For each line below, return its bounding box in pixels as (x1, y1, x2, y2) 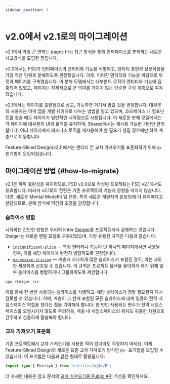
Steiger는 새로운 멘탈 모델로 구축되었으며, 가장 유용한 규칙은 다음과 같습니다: (5, 233, 156, 239)
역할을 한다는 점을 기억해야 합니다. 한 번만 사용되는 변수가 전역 (27, 301, 150, 308)
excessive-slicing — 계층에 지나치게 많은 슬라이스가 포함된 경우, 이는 (12, 256, 153, 262)
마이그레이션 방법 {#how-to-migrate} (5, 167, 119, 175)
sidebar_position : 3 (5, 7, 49, 13)
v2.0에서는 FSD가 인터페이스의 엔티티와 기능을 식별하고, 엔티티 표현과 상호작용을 (5, 65, 165, 71)
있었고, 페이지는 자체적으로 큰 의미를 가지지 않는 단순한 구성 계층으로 (18, 85, 154, 91)
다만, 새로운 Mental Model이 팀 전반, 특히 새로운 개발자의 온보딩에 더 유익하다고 (5, 194, 163, 200)
